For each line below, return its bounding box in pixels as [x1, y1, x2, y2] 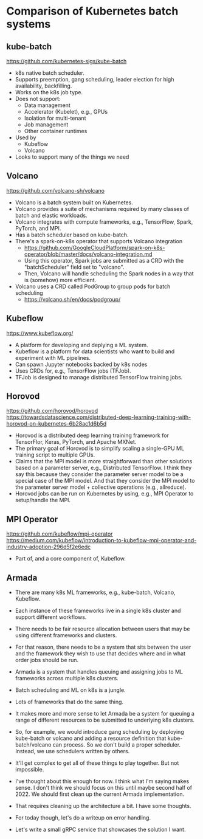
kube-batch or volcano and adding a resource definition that [15, 734, 167, 742]
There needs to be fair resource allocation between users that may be [15, 625, 190, 633]
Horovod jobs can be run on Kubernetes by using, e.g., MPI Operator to [15, 490, 194, 497]
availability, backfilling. [15, 82, 72, 89]
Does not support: [15, 95, 61, 102]
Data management [24, 102, 71, 109]
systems [6, 17, 51, 31]
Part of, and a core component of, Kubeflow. [15, 555, 126, 562]
